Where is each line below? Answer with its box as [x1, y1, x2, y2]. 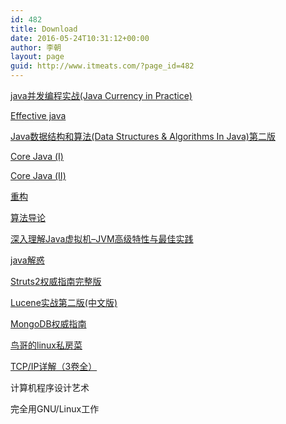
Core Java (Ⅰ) [10, 151, 64, 162]
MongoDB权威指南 [10, 318, 87, 330]
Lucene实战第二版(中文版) [10, 297, 118, 308]
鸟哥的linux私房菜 [10, 339, 83, 351]
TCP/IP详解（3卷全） [10, 361, 98, 372]
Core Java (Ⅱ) [10, 170, 67, 181]
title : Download [10, 24, 78, 34]
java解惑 [10, 254, 45, 266]
